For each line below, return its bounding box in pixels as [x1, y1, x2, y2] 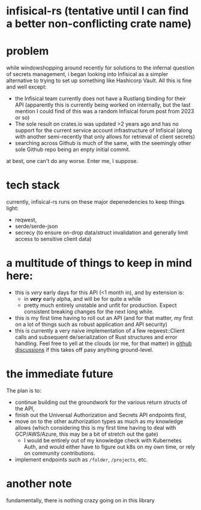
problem [6, 44, 49, 58]
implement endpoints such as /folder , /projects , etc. [14, 455, 148, 463]
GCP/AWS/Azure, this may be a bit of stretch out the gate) [14, 430, 159, 437]
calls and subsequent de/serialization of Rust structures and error [14, 334, 178, 340]
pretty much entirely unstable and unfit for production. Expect [23, 301, 177, 309]
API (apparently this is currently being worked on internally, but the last [14, 101, 191, 108]
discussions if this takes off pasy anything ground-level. [14, 346, 154, 353]
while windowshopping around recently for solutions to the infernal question [6, 64, 195, 71]
